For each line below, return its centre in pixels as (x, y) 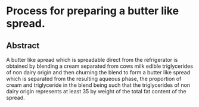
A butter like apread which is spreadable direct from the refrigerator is (92, 60)
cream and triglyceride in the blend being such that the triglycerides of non (98, 85)
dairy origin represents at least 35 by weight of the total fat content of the (96, 91)
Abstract (23, 45)
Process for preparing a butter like (93, 11)
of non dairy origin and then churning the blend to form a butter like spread (98, 72)
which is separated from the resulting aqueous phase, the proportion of (94, 79)
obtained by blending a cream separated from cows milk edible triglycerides (100, 66)
